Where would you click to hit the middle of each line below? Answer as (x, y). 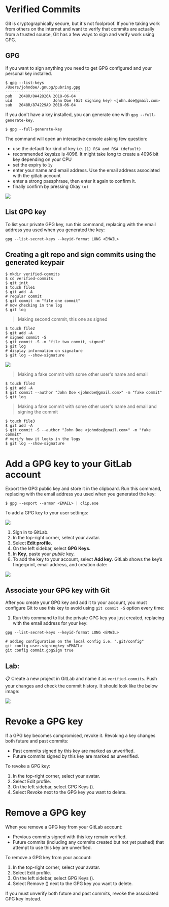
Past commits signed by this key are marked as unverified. (74, 751)
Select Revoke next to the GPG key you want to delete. (70, 792)
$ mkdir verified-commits (32, 274)
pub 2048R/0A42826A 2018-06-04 (41, 96)
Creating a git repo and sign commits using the (81, 254)
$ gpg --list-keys (25, 83)
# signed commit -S (26, 338)
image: (12, 691)
